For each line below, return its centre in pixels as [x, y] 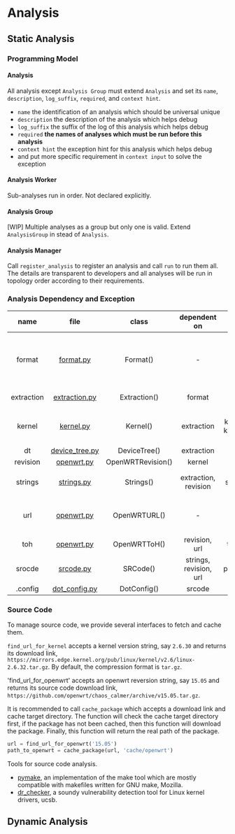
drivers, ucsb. [37, 800]
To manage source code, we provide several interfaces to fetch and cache [114, 625]
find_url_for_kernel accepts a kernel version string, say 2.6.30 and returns [117, 646]
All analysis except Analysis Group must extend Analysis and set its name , [113, 91]
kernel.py [75, 426]
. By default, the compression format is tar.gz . [115, 667]
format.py [75, 360]
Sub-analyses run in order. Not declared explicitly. [79, 195]
